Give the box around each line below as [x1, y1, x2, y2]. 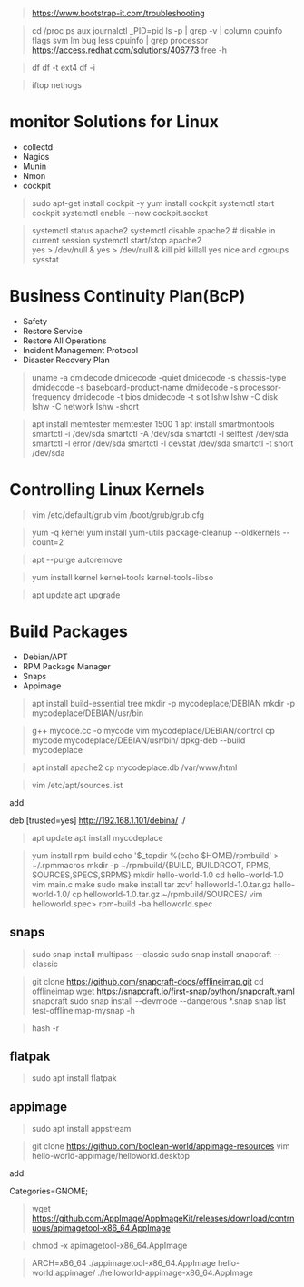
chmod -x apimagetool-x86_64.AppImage [31, 1240, 188, 1252]
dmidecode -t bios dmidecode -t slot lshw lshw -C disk [72, 391, 279, 402]
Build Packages [9, 621, 129, 641]
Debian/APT [22, 651, 68, 662]
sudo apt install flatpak [31, 1073, 117, 1084]
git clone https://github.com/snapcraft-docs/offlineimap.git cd [31, 975, 265, 986]
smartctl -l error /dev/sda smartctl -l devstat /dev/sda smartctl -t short [31, 438, 294, 449]
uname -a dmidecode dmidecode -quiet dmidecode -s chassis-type [31, 371, 287, 382]
